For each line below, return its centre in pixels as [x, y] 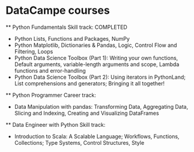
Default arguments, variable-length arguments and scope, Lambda [97, 64]
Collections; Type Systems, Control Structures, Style [79, 142]
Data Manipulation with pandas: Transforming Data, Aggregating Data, [101, 106]
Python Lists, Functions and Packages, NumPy [72, 38]
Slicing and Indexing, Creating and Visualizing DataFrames [87, 113]
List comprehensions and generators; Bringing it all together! [89, 83]
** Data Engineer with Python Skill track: [56, 124]
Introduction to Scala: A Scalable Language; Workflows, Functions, [97, 136]
